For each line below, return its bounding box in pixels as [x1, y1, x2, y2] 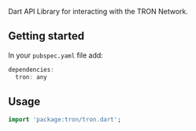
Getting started [8, 29, 85, 43]
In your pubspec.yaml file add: [8, 51, 104, 60]
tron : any [15, 73, 47, 81]
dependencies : [8, 65, 55, 73]
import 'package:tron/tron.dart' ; [8, 116, 122, 124]
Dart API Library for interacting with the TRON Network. [8, 7, 189, 16]
